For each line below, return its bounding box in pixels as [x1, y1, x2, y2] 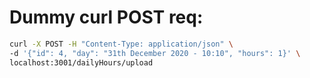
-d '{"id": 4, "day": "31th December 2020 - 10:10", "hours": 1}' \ [9, 48, 301, 58]
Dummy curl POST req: [9, 6, 204, 29]
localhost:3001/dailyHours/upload [9, 57, 154, 68]
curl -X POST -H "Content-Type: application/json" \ [9, 39, 234, 49]
